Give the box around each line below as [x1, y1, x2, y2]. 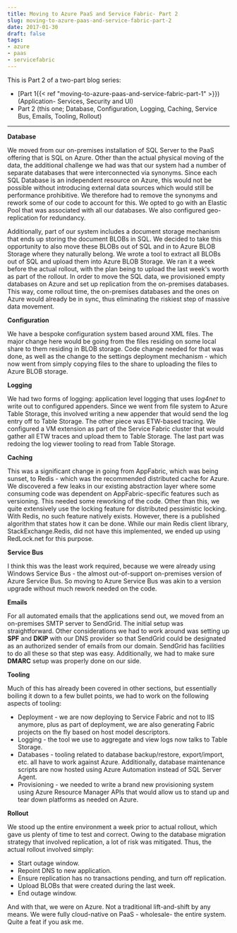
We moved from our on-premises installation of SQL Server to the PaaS [7, 145, 214, 154]
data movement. [7, 302, 55, 311]
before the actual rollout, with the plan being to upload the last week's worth [7, 264, 229, 273]
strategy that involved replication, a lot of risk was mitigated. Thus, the [7, 838, 212, 846]
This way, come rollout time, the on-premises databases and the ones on [7, 287, 220, 295]
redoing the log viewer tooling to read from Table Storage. [7, 439, 176, 448]
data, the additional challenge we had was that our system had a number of [7, 160, 227, 170]
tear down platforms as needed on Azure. [17, 795, 139, 804]
